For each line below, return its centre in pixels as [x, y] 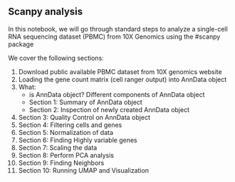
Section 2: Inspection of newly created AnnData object [109, 109]
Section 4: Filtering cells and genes [70, 125]
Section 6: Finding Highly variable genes [78, 140]
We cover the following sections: [56, 58]
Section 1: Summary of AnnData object [86, 102]
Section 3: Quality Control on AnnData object [84, 117]
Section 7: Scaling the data [58, 147]
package [21, 44]
